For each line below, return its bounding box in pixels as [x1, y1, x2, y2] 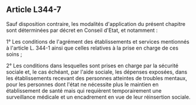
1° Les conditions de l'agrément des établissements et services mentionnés [6, 38, 190, 45]
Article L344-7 [6, 5, 61, 15]
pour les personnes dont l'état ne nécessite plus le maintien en [6, 81, 159, 88]
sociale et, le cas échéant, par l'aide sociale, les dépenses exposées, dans [6, 68, 188, 76]
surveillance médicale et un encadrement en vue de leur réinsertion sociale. [6, 93, 191, 100]
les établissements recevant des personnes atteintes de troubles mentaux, [6, 74, 187, 81]
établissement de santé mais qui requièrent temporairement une [6, 87, 162, 94]
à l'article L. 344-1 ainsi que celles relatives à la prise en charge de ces [6, 44, 179, 51]
